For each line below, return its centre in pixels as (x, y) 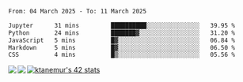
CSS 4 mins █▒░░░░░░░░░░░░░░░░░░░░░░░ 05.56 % (122, 55)
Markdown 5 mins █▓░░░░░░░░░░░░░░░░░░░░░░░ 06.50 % (122, 47)
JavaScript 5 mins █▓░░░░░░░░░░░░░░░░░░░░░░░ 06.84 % (122, 40)
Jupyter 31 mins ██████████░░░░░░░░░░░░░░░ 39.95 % (122, 25)
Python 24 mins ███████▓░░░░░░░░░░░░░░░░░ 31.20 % (122, 33)
